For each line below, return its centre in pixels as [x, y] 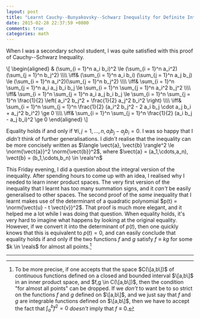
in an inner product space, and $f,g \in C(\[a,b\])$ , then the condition [99, 282]
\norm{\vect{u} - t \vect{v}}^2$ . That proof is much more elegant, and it [94, 207]
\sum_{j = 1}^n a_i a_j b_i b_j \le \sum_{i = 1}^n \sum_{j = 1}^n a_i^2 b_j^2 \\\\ [99, 88]
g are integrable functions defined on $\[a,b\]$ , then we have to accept [102, 301]
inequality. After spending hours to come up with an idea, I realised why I [96, 175]
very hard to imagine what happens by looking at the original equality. [92, 220]
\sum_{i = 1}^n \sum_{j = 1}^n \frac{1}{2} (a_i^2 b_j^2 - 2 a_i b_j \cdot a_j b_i [99, 107]
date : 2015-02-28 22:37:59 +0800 [48, 23]
